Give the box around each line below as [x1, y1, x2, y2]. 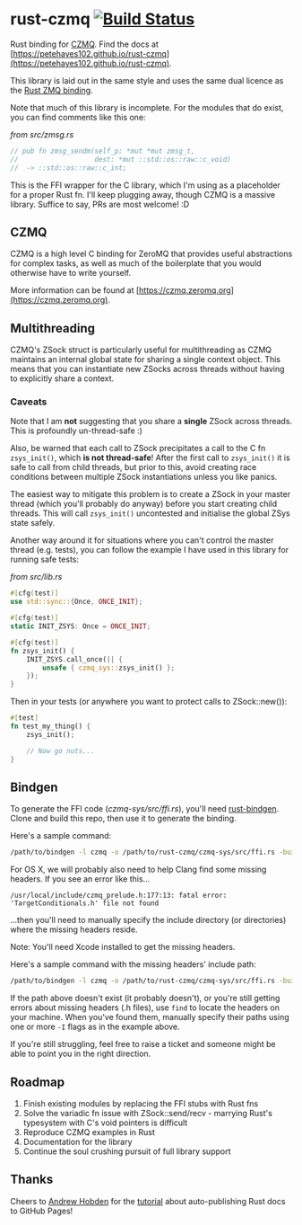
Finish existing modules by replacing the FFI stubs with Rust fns [22, 1097, 259, 1109]
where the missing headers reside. [10, 924, 138, 935]
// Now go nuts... [26, 746, 95, 755]
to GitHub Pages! [10, 1205, 73, 1216]
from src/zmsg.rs [10, 129, 74, 139]
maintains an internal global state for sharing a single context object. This [10, 354, 281, 365]
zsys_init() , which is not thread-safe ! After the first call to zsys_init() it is [10, 452, 290, 463]
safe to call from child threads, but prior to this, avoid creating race [10, 462, 257, 473]
